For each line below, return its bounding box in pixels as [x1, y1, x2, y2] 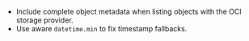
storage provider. [15, 15, 74, 25]
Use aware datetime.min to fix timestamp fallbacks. [15, 24, 188, 33]
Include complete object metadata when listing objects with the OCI [15, 7, 242, 16]
